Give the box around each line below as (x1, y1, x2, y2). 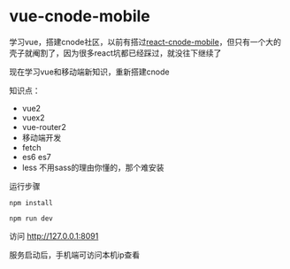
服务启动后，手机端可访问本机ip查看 (9, 250, 140, 260)
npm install (9, 198, 53, 207)
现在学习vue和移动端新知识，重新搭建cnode (9, 66, 170, 77)
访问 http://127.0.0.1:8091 (9, 230, 99, 241)
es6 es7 (21, 151, 51, 162)
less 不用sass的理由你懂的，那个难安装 (21, 162, 165, 173)
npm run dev (9, 214, 53, 223)
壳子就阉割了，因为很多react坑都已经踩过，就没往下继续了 (9, 47, 222, 58)
